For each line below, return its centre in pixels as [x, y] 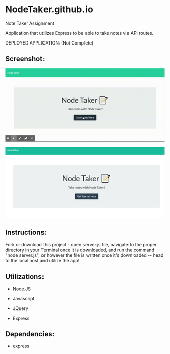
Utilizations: [25, 277]
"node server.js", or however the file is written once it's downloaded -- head [84, 255]
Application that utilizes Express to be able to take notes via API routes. [79, 33]
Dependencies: [30, 334]
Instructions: [26, 232]
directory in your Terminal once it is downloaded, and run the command [80, 250]
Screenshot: [25, 59]
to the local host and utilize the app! [42, 260]
